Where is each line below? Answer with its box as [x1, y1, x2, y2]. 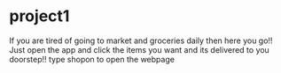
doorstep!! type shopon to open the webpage [9, 54, 176, 64]
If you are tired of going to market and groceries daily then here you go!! [9, 35, 273, 46]
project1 [9, 6, 70, 26]
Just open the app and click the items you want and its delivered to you [9, 44, 270, 55]
